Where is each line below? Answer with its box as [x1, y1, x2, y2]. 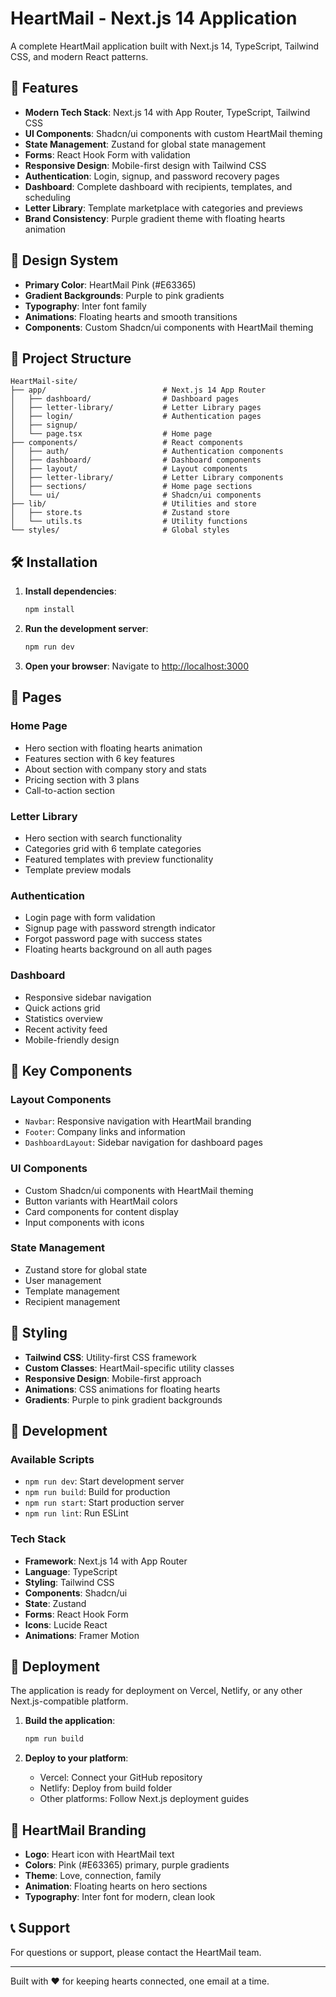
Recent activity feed [24, 1023, 108, 1035]
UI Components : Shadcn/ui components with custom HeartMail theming [24, 127, 323, 139]
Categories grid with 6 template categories [24, 842, 202, 854]
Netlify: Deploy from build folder [39, 1782, 173, 1794]
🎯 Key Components [10, 1062, 133, 1079]
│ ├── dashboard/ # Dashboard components [10, 455, 262, 466]
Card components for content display [24, 1205, 179, 1217]
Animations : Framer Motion [24, 1629, 140, 1641]
